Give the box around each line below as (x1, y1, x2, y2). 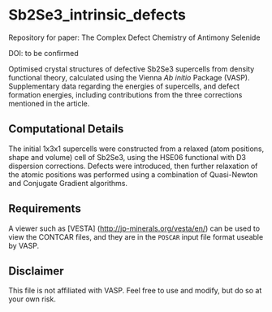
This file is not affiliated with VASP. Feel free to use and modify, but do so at (8, 286, 262, 296)
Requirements (8, 201, 81, 216)
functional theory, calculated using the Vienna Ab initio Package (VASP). (8, 72, 250, 82)
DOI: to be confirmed (8, 48, 79, 58)
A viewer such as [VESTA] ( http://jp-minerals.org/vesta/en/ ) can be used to (8, 223, 261, 233)
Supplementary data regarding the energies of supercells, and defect (8, 81, 240, 91)
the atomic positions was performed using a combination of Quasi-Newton (8, 169, 258, 180)
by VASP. (8, 240, 39, 250)
